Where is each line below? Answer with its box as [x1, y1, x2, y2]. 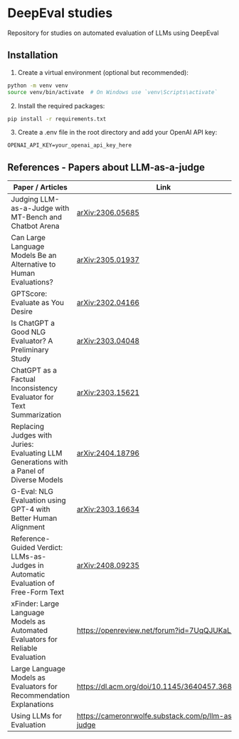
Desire [11, 306, 33, 316]
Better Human [11, 513, 58, 523]
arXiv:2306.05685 [76, 208, 140, 218]
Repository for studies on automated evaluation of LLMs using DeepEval [7, 29, 219, 37]
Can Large [11, 233, 46, 243]
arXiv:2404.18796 [76, 448, 140, 458]
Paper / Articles [13, 182, 68, 192]
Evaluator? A [11, 336, 53, 346]
